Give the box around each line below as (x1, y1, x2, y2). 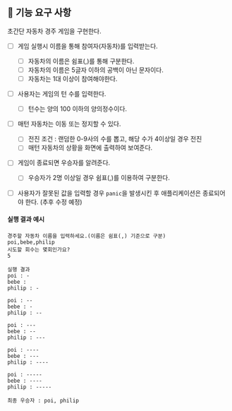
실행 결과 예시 (7, 215, 44, 224)
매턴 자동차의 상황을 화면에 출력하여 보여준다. (28, 143, 153, 152)
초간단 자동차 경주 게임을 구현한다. (7, 27, 102, 35)
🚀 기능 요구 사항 (7, 6, 72, 19)
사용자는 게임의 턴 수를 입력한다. (17, 90, 106, 98)
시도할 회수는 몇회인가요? (7, 246, 71, 253)
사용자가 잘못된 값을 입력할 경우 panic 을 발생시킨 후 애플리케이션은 (17, 189, 201, 197)
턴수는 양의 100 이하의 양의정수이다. (28, 105, 128, 113)
